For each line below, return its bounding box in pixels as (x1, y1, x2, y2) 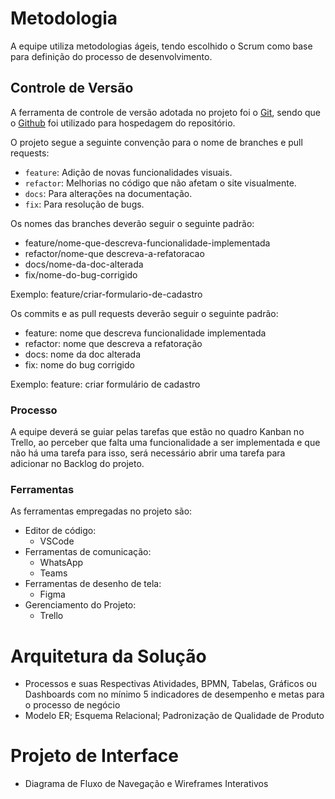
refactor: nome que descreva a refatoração (24, 337, 203, 349)
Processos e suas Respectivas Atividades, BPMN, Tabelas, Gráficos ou (24, 678, 318, 690)
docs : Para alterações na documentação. (24, 187, 193, 199)
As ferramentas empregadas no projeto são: (10, 505, 193, 517)
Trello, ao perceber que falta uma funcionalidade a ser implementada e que (10, 437, 321, 449)
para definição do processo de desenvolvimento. (10, 50, 213, 62)
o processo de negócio (24, 699, 121, 711)
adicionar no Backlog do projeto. (10, 458, 145, 470)
